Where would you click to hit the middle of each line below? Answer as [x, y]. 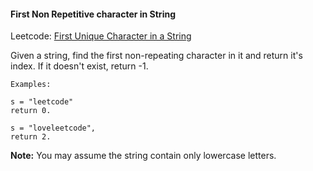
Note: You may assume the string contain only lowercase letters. [143, 156]
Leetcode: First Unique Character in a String [101, 36]
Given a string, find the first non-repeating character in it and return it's [156, 56]
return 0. [31, 111]
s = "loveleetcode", [53, 128]
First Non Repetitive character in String [93, 14]
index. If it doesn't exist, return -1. [79, 66]
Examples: [31, 85]
